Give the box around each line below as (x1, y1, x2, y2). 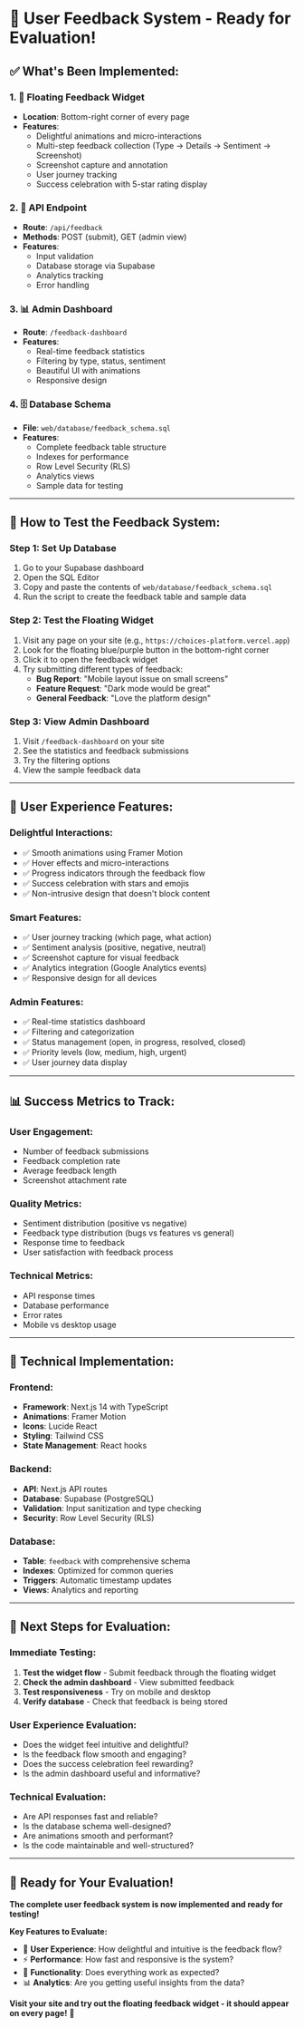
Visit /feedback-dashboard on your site (22, 736, 165, 747)
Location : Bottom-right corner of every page (22, 111, 190, 121)
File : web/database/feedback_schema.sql (22, 422, 172, 433)
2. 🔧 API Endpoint (9, 201, 88, 214)
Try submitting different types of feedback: (22, 664, 184, 674)
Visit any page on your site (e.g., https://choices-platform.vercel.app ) (22, 635, 290, 645)
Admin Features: (9, 995, 84, 1008)
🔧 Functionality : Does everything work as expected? (22, 1966, 220, 1977)
